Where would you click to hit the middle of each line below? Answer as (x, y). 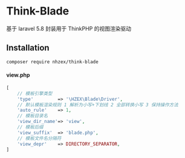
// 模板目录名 (33, 116)
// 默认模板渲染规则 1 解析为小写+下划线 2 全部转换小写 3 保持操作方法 (98, 105)
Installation (28, 48)
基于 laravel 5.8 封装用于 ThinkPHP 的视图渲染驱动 (69, 28)
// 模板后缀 (30, 127)
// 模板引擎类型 (35, 93)
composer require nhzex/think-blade (52, 62)
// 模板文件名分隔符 (39, 138)
